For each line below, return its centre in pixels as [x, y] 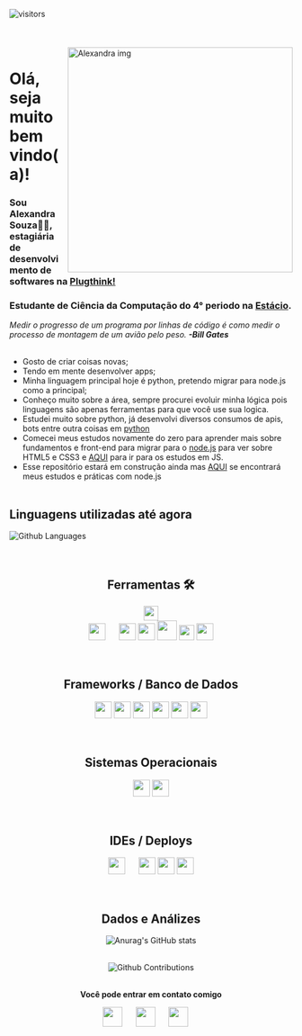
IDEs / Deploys [151, 841]
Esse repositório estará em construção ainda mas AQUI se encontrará [151, 467]
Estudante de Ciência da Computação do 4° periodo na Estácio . [151, 306]
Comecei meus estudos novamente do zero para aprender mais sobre [152, 438]
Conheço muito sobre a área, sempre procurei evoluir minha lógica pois [155, 400]
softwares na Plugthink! [62, 282]
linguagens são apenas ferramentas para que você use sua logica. [146, 410]
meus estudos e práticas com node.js [92, 476]
